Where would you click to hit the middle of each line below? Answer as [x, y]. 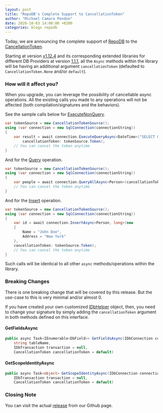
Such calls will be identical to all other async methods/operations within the [80, 264]
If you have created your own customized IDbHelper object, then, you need [80, 307]
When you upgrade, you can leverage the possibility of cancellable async [78, 95]
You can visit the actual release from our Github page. [59, 405]
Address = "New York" [44, 237]
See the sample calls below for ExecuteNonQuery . [55, 114]
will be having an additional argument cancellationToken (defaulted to [75, 67]
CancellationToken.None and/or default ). [46, 71]
